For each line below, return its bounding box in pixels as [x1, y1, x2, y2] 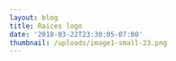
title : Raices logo [9, 22, 83, 30]
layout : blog [9, 13, 59, 22]
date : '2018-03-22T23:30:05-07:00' [9, 30, 144, 39]
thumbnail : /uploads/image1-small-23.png [9, 38, 168, 48]
